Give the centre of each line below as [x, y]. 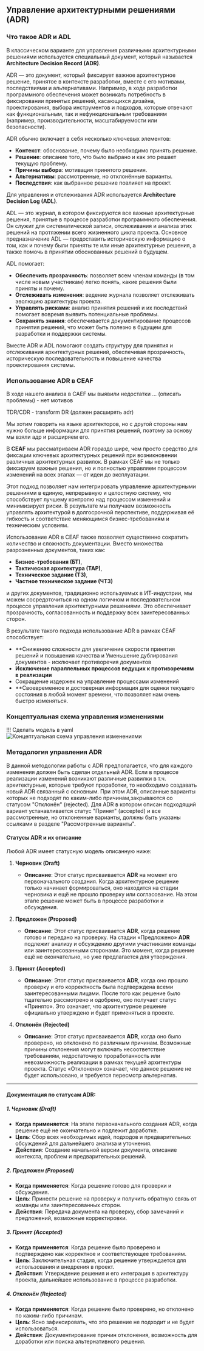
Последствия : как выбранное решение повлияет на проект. [93, 183]
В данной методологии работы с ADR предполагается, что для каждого [100, 765]
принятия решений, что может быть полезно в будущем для [93, 327]
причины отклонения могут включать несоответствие [95, 1049]
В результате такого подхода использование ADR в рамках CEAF [91, 631]
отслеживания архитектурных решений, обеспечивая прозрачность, [96, 352]
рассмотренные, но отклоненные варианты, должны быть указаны [93, 817]
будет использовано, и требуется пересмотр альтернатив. [100, 1075]
